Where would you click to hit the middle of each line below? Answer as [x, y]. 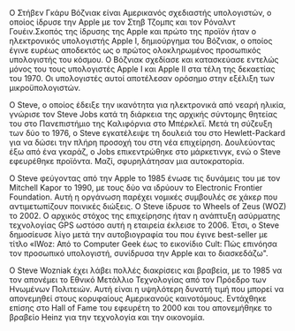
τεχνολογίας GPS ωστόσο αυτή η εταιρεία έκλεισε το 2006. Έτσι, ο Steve [144, 225]
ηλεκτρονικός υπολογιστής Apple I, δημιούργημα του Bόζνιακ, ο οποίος [141, 41]
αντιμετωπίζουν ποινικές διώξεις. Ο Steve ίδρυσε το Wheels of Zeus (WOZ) [148, 206]
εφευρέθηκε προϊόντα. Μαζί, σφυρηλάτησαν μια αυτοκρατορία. [127, 161]
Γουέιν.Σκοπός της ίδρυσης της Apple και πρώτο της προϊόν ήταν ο [133, 31]
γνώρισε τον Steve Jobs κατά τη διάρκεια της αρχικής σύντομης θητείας [144, 114]
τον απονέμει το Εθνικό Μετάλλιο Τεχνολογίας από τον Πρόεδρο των [138, 280]
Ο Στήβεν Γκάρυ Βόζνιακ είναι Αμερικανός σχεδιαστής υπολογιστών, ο [140, 13]
